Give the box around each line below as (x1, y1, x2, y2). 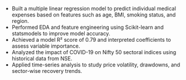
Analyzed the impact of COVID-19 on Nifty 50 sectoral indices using (11, 49, 177, 55)
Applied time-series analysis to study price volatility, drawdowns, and (11, 61, 181, 68)
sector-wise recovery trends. (11, 68, 82, 74)
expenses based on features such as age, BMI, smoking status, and (11, 11, 176, 18)
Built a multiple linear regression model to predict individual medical (11, 5, 177, 12)
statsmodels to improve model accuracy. (11, 30, 111, 37)
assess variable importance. (11, 42, 81, 49)
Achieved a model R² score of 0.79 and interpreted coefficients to (11, 36, 171, 43)
